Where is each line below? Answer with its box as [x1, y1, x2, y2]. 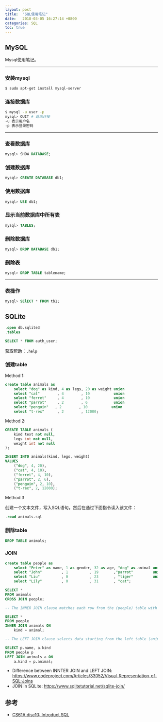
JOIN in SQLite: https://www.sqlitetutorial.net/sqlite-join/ [12, 683, 125, 689]
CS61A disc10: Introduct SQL [12, 712, 69, 718]
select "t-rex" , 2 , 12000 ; [14, 409, 98, 414]
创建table [5, 361, 28, 368]
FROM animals [5, 592, 32, 597]
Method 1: [5, 373, 25, 379]
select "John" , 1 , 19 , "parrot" [14, 570, 133, 575]
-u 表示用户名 [5, 119, 30, 124]
